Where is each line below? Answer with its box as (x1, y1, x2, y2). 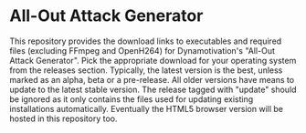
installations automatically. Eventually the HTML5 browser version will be (9, 103, 284, 114)
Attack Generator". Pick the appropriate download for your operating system (9, 55, 297, 66)
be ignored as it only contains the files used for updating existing (9, 93, 254, 105)
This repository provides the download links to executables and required (9, 36, 282, 46)
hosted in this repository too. (9, 113, 118, 124)
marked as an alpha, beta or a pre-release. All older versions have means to (9, 74, 295, 85)
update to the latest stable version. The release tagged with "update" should (9, 84, 297, 95)
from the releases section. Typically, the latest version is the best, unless (9, 65, 283, 76)
